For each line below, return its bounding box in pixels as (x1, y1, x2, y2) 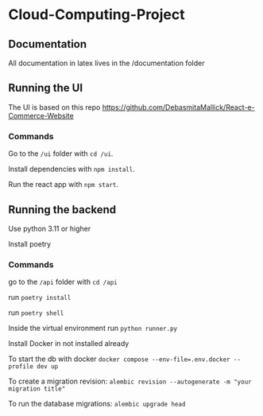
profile (8, 363, 34, 371)
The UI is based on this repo (8, 102, 101, 112)
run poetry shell (8, 308, 64, 317)
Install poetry (8, 239, 52, 248)
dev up (37, 363, 59, 371)
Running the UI (8, 81, 83, 95)
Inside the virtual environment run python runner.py (8, 324, 177, 333)
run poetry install (8, 293, 72, 302)
